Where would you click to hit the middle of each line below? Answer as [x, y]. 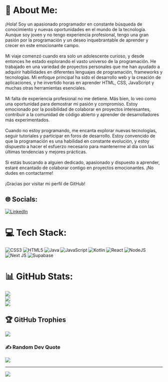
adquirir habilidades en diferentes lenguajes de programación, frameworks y [84, 72]
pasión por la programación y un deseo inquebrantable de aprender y [77, 40]
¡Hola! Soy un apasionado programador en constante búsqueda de [74, 24]
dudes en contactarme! [29, 173]
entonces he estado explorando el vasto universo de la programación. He [81, 61]
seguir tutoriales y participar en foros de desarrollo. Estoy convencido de [80, 136]
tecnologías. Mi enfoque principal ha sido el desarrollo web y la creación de [83, 77]
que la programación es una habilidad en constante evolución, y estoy [77, 141]
